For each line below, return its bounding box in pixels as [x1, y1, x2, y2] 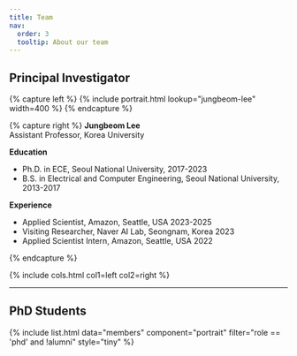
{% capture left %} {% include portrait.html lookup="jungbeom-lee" [9, 94, 256, 104]
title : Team [9, 12, 53, 22]
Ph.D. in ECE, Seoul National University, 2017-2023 [21, 164, 208, 175]
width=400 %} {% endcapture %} [9, 103, 133, 114]
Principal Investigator [9, 70, 131, 85]
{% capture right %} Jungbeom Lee [9, 120, 141, 131]
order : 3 [17, 29, 49, 38]
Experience [9, 200, 52, 210]
